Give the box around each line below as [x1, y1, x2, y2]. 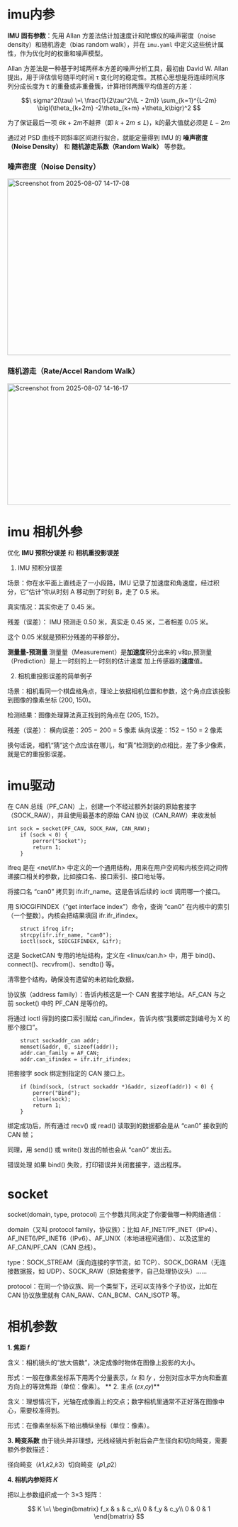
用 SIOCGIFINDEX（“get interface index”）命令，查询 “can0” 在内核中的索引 [7, 903, 230, 911]
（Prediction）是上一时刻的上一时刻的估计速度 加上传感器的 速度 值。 [7, 657, 207, 666]
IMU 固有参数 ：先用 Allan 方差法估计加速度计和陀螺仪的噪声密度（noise [7, 31, 216, 40]
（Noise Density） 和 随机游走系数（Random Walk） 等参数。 [7, 142, 190, 150]
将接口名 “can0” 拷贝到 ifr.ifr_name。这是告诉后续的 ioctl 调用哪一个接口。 [7, 888, 225, 896]
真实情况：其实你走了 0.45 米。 [7, 602, 99, 611]
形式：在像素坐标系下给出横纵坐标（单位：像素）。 [7, 1421, 154, 1430]
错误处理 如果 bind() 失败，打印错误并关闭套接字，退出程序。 [7, 1161, 186, 1169]
